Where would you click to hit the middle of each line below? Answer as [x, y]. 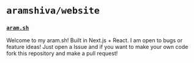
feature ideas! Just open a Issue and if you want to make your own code [97, 47]
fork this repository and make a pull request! [62, 53]
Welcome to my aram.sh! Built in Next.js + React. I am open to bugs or [95, 40]
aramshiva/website [53, 11]
